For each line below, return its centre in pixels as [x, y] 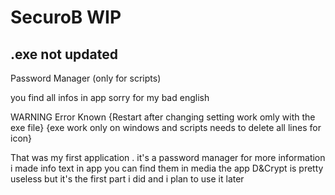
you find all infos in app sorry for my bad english [110, 97]
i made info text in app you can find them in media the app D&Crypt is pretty [167, 168]
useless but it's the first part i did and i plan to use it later [127, 179]
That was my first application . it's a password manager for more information [168, 157]
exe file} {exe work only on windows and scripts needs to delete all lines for [166, 127]
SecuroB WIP [66, 17]
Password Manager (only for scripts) [86, 78]
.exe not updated [64, 54]
